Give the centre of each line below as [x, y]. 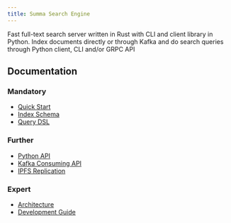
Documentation [43, 72]
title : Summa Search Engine [49, 14]
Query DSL [34, 122]
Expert [19, 189]
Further [21, 140]
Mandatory [27, 91]
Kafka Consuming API [50, 163]
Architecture [36, 204]
